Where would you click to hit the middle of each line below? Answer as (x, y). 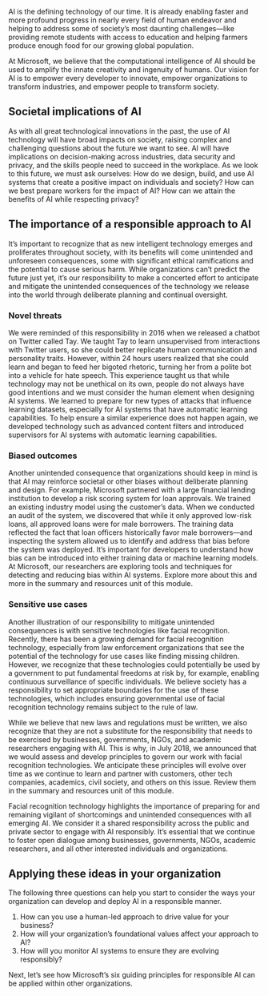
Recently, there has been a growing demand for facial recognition (116, 639)
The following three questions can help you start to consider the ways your (132, 893)
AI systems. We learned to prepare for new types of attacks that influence (130, 400)
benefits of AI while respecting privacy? (74, 199)
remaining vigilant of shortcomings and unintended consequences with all (130, 814)
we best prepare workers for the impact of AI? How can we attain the (122, 191)
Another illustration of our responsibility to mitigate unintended (111, 622)
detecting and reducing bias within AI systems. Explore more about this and (133, 575)
